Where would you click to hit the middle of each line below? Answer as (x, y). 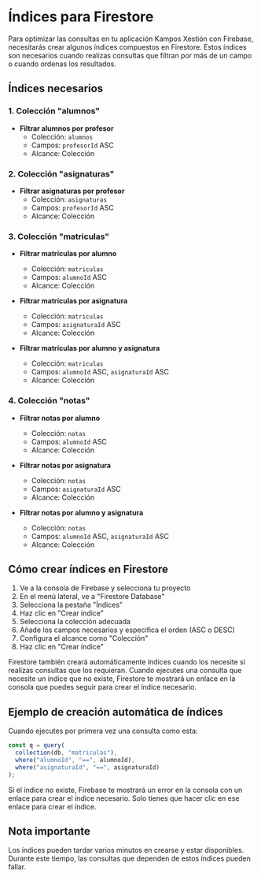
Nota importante (49, 831)
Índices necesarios (56, 89)
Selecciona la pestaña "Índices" (71, 605)
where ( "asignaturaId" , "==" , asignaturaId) (87, 767)
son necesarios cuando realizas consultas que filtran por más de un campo (130, 55)
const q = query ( (37, 746)
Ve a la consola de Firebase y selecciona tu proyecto (105, 588)
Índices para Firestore (81, 17)
